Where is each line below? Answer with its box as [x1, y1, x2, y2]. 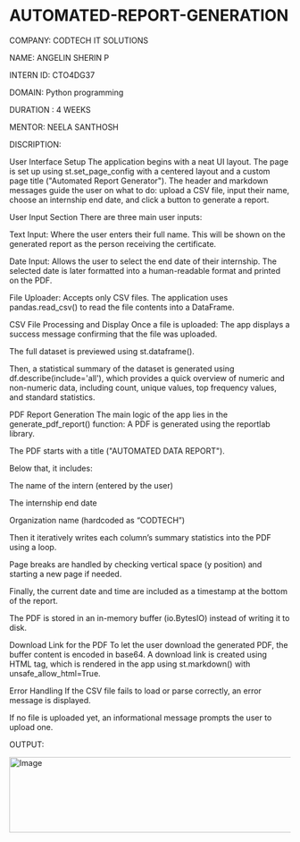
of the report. [9, 595, 58, 606]
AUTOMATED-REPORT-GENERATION [9, 5, 289, 26]
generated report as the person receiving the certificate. [9, 238, 217, 249]
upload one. [9, 721, 54, 732]
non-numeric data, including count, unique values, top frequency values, [9, 382, 277, 393]
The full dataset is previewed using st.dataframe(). [9, 345, 195, 356]
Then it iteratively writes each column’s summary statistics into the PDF [9, 532, 272, 542]
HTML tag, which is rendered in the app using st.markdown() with [9, 659, 251, 669]
